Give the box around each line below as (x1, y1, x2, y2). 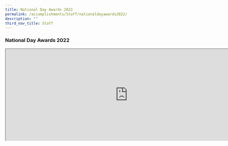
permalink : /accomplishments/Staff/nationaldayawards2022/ (5, 12, 128, 17)
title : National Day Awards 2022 (5, 7, 73, 12)
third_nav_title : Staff (5, 21, 54, 26)
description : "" (5, 16, 38, 21)
